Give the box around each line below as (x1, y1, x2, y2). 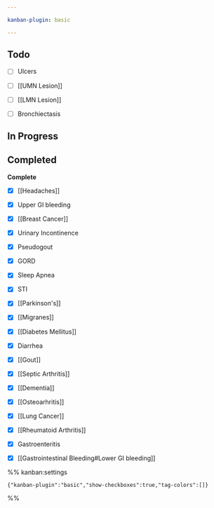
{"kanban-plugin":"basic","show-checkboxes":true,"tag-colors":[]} (7, 482, 209, 489)
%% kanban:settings (7, 468, 68, 476)
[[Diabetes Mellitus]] (17, 327, 77, 336)
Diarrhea (17, 341, 44, 350)
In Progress (7, 131, 58, 143)
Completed (7, 154, 58, 166)
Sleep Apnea (17, 271, 55, 280)
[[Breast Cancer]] (17, 215, 69, 223)
